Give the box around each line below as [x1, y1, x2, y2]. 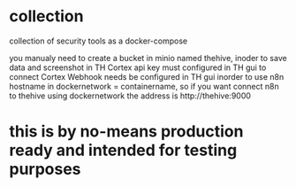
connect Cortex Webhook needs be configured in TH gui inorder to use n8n [9, 71, 285, 82]
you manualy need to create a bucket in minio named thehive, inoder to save [9, 52, 287, 63]
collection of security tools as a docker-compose [9, 35, 188, 46]
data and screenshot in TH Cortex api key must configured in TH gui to [9, 62, 267, 73]
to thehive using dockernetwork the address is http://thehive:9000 [9, 90, 252, 101]
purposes [9, 160, 81, 179]
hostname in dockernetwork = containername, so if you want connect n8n [9, 81, 280, 91]
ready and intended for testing [9, 140, 238, 160]
